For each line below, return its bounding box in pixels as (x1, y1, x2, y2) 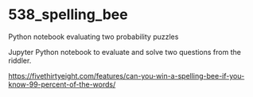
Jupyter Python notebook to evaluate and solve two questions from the (8, 47, 241, 56)
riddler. (8, 56, 32, 65)
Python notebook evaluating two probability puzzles (8, 32, 179, 41)
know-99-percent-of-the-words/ (8, 80, 116, 89)
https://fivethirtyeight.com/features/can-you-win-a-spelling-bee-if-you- (8, 71, 245, 80)
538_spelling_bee (8, 6, 129, 24)
